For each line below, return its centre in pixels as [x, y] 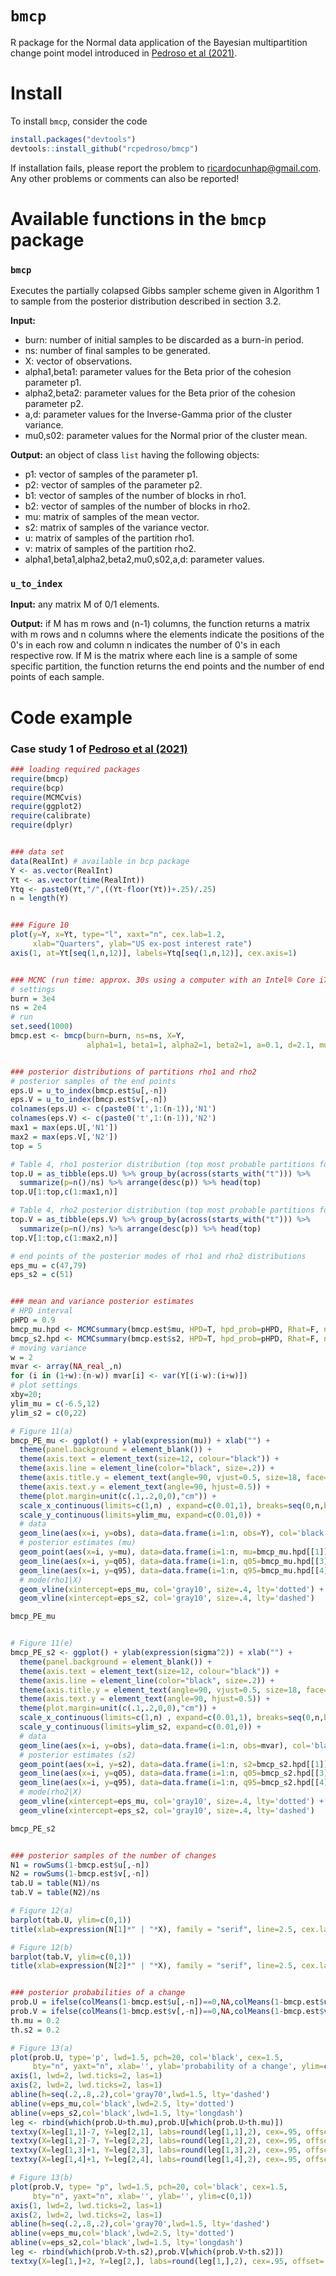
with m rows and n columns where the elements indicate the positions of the [167, 634]
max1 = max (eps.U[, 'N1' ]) [64, 1128]
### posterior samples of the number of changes [113, 1855]
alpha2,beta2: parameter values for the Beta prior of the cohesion [160, 393]
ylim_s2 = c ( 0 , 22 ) [48, 1413]
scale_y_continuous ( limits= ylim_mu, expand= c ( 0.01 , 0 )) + [140, 1515]
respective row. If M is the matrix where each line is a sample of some [154, 656]
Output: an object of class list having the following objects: [135, 455]
